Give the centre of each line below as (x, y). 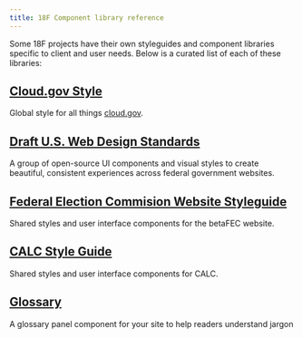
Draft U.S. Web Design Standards (105, 141)
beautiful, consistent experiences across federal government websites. (142, 173)
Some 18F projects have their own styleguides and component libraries (142, 43)
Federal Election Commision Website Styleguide (148, 202)
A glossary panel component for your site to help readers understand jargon (151, 324)
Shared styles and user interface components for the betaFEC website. (142, 224)
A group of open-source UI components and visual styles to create (134, 163)
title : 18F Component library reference (87, 18)
